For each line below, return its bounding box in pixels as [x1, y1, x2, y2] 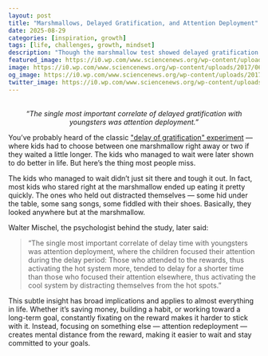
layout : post [8, 11, 52, 20]
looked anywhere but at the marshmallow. [8, 207, 146, 217]
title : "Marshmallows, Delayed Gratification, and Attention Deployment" [8, 19, 259, 27]
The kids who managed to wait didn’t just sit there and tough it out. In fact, [8, 173, 253, 183]
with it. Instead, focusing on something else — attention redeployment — [8, 321, 248, 331]
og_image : [8, 71, 41, 79]
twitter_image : [8, 78, 59, 86]
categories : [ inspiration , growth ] [8, 33, 127, 42]
